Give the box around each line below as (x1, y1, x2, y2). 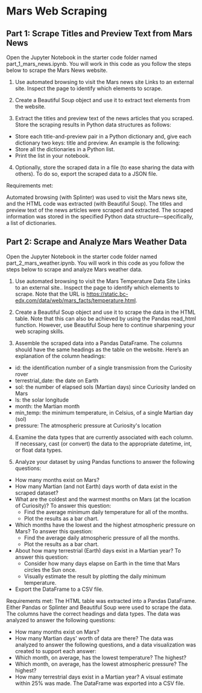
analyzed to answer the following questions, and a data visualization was (14, 641, 197, 648)
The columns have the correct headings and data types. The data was (6, 610, 181, 617)
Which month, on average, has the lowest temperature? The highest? (14, 654, 187, 661)
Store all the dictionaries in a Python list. (14, 146, 115, 152)
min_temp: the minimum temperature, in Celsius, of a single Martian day (14, 409, 194, 416)
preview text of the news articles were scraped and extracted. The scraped (6, 207, 194, 213)
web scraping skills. (14, 328, 65, 335)
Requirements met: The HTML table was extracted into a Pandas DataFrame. (6, 597, 197, 604)
